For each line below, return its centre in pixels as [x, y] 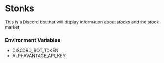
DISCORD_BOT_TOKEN [35, 51]
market [12, 27]
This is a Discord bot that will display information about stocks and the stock [82, 22]
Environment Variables [33, 40]
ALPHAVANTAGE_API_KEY [39, 56]
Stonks [20, 9]
